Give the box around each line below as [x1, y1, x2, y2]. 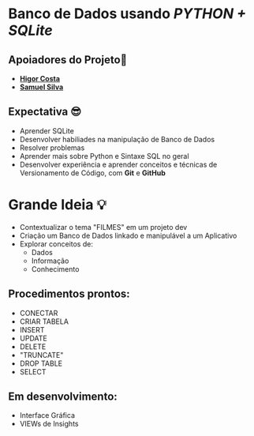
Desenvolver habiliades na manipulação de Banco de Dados [19, 134, 215, 144]
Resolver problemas [19, 143, 85, 152]
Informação [31, 256, 69, 265]
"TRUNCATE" [19, 350, 64, 359]
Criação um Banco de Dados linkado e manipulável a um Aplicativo [19, 231, 237, 240]
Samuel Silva [19, 82, 64, 92]
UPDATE [19, 333, 47, 343]
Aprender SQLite [19, 126, 75, 135]
